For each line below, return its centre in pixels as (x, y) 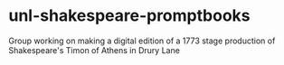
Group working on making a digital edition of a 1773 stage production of (142, 41)
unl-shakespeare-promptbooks (129, 16)
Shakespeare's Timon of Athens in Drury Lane (94, 50)
